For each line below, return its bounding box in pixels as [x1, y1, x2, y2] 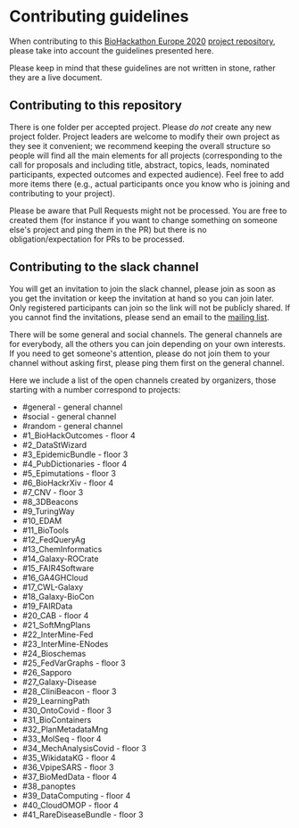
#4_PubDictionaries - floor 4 [21, 458, 128, 469]
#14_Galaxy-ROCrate [21, 553, 99, 564]
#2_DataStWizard [21, 439, 87, 450]
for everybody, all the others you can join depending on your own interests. [9, 338, 286, 349]
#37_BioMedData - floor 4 [21, 771, 118, 782]
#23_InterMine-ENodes [21, 638, 109, 649]
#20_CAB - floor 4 [21, 609, 89, 621]
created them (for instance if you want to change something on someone [9, 214, 278, 225]
